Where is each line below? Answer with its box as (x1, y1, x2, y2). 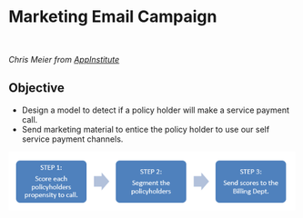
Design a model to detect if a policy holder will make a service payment (21, 104, 290, 115)
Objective (8, 80, 66, 96)
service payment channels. (21, 134, 124, 144)
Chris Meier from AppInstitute (8, 54, 120, 64)
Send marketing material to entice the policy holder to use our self (21, 124, 270, 134)
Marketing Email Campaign (8, 6, 217, 27)
